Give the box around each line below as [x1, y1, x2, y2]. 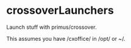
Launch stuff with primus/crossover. [6, 23, 97, 31]
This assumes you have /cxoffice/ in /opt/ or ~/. [6, 35, 126, 42]
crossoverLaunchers [6, 4, 114, 17]
